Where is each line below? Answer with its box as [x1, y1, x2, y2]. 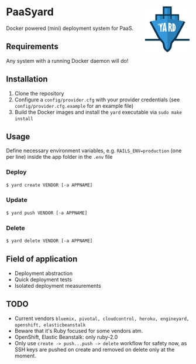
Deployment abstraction [14, 270, 73, 277]
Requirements [6, 42, 59, 52]
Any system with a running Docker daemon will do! [6, 57, 129, 64]
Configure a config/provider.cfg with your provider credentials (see [14, 96, 180, 103]
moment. [14, 352, 36, 359]
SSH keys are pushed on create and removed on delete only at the [14, 346, 175, 353]
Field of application [6, 254, 78, 264]
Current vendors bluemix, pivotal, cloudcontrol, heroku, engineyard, [14, 315, 190, 322]
